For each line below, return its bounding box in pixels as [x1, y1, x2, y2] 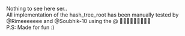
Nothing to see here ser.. [6, 5, 68, 12]
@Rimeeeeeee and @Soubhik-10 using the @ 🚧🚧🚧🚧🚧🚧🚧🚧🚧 [6, 18, 151, 24]
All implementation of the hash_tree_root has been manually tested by [6, 11, 179, 18]
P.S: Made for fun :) [6, 24, 55, 31]
